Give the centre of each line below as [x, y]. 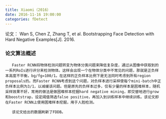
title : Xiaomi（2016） [28, 10]
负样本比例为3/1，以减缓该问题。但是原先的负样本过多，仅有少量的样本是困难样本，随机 [83, 86]
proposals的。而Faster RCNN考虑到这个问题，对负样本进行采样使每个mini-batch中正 [83, 81]
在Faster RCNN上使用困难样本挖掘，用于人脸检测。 [51, 102]
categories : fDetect [27, 19]
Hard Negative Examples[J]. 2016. [40, 39]
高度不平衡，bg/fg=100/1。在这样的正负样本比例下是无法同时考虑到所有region [80, 75]
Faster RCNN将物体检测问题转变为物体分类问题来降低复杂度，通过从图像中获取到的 [85, 65]
